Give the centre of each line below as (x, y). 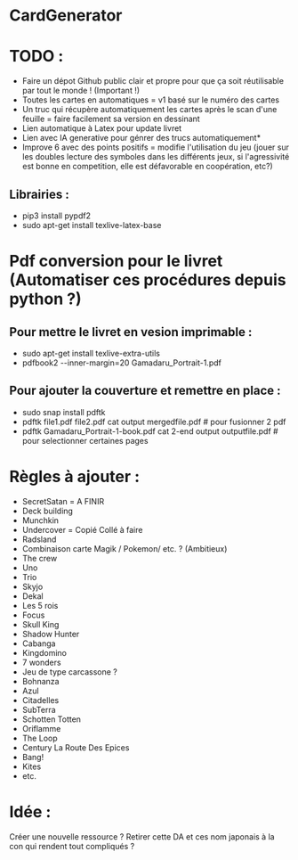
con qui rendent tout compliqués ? (72, 846)
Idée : (30, 811)
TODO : (36, 57)
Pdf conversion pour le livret (116, 262)
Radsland (39, 539)
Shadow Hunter (51, 634)
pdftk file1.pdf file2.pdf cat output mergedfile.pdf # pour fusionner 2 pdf (154, 422)
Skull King (40, 624)
